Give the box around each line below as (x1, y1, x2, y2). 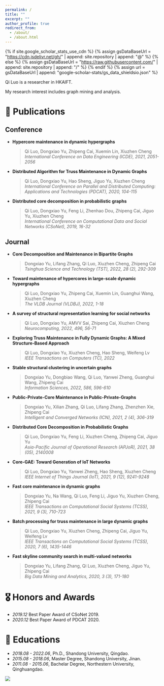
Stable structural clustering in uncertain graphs (12, 364, 112, 370)
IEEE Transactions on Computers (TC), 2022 (24, 355, 115, 361)
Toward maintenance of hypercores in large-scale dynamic (12, 275, 136, 281)
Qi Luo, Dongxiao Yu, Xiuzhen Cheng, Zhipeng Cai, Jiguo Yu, (24, 528, 149, 534)
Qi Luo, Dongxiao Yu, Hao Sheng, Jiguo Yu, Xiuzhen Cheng (24, 178, 145, 184)
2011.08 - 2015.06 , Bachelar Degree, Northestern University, (12, 661, 134, 667)
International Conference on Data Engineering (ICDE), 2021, (24, 153, 146, 159)
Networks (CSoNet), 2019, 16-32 (24, 223, 91, 229)
